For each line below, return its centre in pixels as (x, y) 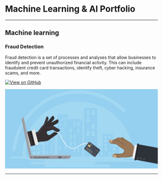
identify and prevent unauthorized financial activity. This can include (73, 62)
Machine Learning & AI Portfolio (70, 9)
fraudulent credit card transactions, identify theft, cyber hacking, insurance (80, 68)
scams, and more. (23, 73)
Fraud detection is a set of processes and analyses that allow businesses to (81, 57)
